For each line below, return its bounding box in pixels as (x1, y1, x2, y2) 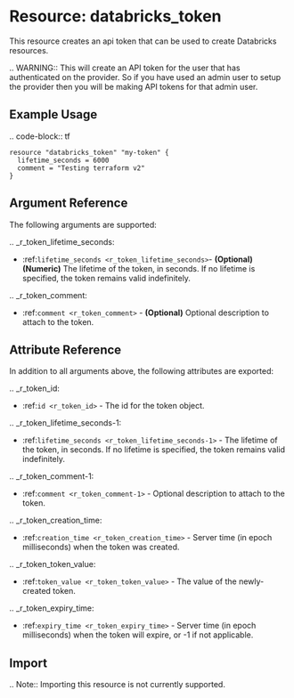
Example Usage (9, 107, 98, 122)
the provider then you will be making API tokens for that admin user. (9, 81, 258, 92)
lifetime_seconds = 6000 (17, 156, 110, 165)
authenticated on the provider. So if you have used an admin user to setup (9, 71, 282, 82)
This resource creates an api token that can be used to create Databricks (9, 36, 277, 46)
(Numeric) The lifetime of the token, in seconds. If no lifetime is (21, 263, 256, 273)
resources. (9, 45, 49, 55)
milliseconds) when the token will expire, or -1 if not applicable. (21, 629, 254, 640)
